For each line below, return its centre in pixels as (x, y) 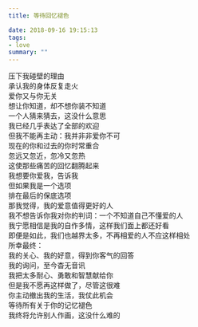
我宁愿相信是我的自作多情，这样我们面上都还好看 (89, 226)
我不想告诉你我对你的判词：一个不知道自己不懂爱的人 (96, 215)
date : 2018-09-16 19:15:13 (53, 30)
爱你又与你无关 (33, 96)
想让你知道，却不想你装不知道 (57, 106)
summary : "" (28, 53)
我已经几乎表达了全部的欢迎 (54, 126)
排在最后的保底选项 (40, 195)
